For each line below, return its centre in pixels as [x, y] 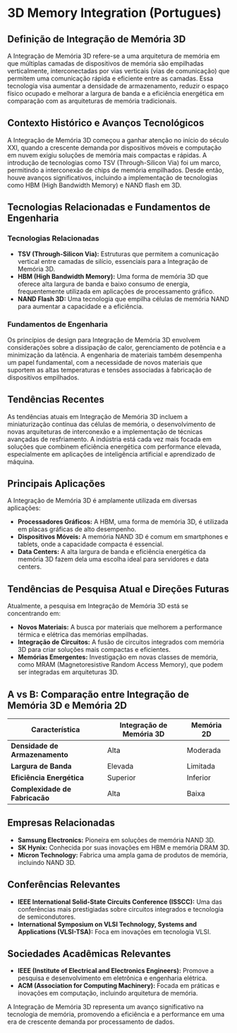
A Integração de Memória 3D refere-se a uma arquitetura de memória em [114, 56]
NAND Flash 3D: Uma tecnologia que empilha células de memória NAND [123, 298]
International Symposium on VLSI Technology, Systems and [107, 924]
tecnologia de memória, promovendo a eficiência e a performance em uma [116, 1015]
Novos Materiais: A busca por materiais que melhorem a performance [120, 627]
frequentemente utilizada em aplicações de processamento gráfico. [116, 291]
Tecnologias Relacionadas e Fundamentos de [109, 207]
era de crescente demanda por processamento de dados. [91, 1022]
